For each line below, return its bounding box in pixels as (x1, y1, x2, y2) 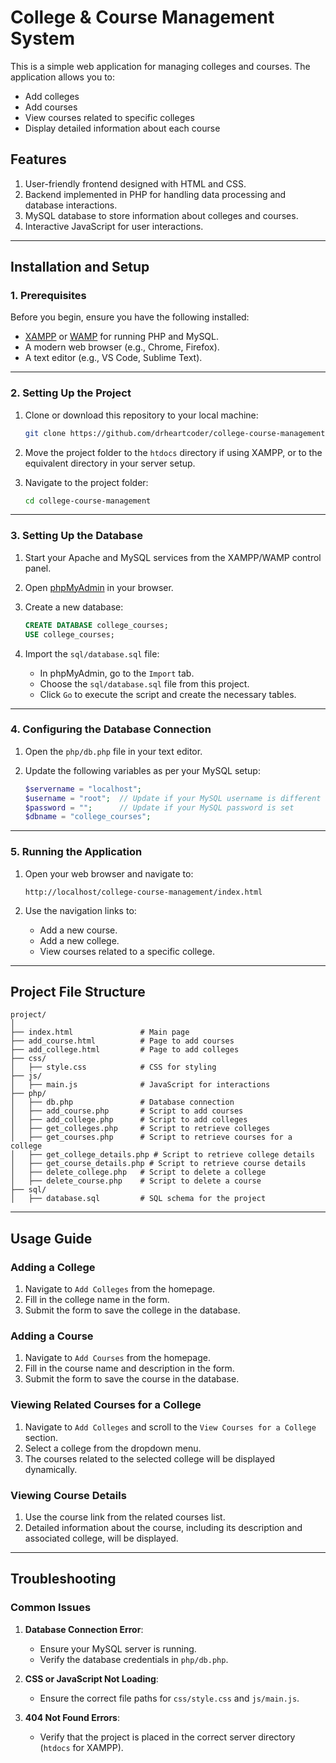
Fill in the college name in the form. (24, 1294, 170, 1306)
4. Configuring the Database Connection (10, 722, 212, 736)
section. (24, 1431, 59, 1443)
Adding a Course (10, 1329, 94, 1343)
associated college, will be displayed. (24, 1532, 179, 1545)
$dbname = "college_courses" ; (24, 812, 152, 822)
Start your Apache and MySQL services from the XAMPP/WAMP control (24, 551, 322, 563)
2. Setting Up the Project (10, 386, 132, 400)
